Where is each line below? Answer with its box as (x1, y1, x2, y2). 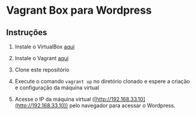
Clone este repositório (14, 66, 70, 73)
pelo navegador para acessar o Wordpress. (69, 102, 176, 109)
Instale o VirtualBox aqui (14, 43, 75, 50)
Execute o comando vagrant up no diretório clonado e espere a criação (14, 78, 191, 85)
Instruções (6, 27, 48, 38)
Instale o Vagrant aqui (14, 55, 69, 61)
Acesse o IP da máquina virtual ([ (14, 96, 97, 102)
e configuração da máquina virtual (14, 84, 99, 91)
